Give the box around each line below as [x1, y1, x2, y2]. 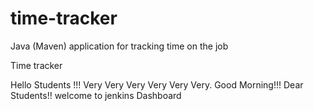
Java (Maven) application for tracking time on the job [10, 40, 229, 52]
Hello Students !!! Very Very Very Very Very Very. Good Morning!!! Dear [10, 78, 304, 91]
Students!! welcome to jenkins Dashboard [10, 89, 182, 101]
